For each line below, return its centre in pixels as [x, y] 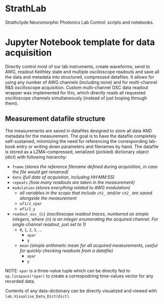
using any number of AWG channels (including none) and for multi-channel [81, 82]
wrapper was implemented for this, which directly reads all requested [76, 92]
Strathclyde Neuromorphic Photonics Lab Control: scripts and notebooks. [80, 22]
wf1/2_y [27, 209]
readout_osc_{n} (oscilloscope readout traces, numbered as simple [81, 214]
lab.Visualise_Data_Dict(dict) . [38, 296]
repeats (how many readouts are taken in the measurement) [74, 182]
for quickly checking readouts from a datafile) [66, 251]
